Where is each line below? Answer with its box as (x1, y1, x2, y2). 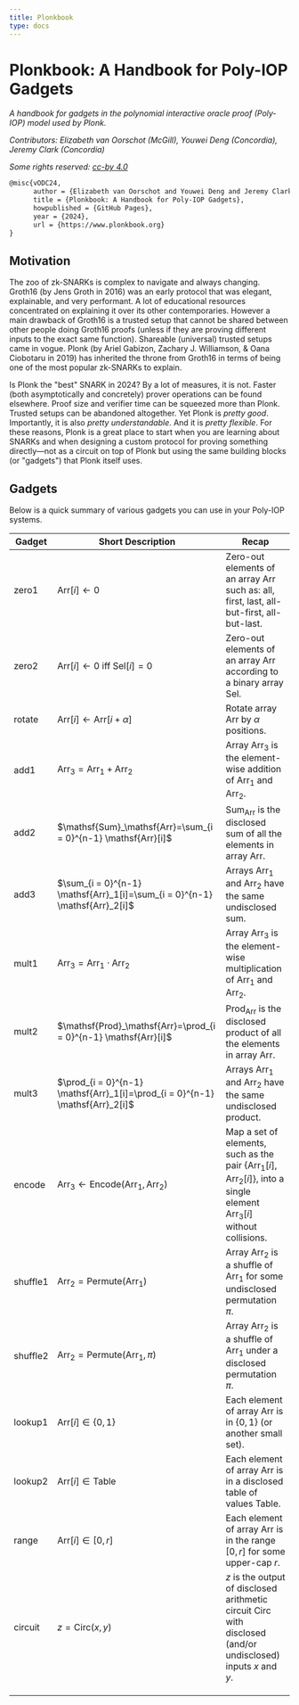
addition (247, 763, 282, 776)
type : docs (9, 21, 50, 30)
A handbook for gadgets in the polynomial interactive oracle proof (9, 108, 253, 119)
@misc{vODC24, (9, 179, 62, 188)
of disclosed (225, 1582, 278, 1594)
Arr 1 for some (225, 1270, 284, 1284)
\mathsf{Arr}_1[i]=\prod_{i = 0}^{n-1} (57, 1087, 215, 1100)
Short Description (98, 536, 176, 548)
